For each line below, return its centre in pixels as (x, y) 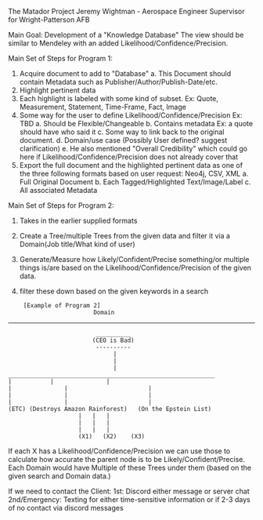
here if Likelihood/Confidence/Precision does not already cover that (129, 157)
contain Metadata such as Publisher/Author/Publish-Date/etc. (118, 82)
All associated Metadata (58, 190)
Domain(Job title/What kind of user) (77, 244)
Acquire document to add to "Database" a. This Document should (125, 73)
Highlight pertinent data (58, 90)
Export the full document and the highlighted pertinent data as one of (131, 165)
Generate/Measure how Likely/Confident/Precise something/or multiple (134, 259)
